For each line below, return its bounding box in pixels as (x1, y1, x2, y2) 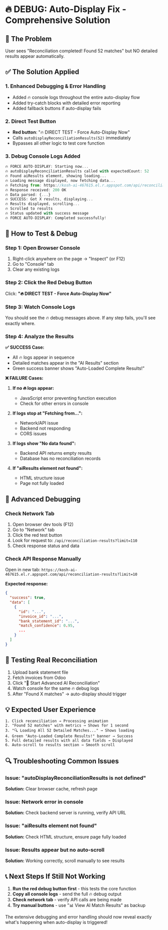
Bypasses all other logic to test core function (12, 140, 105, 146)
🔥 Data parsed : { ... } (5, 192, 51, 197)
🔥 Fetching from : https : (5, 182, 57, 188)
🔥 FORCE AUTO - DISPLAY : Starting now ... (5, 164, 89, 169)
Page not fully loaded (19, 480, 64, 486)
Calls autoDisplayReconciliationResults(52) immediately (12, 135, 131, 141)
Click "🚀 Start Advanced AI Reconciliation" (12, 680, 100, 686)
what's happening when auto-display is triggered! (5, 919, 108, 925)
